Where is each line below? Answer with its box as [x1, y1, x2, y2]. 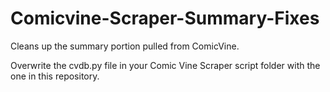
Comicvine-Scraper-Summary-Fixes [10, 7, 320, 30]
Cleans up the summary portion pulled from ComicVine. [10, 40, 240, 52]
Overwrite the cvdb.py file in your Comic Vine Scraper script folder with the [10, 59, 321, 71]
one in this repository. [10, 70, 100, 82]
